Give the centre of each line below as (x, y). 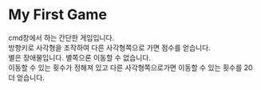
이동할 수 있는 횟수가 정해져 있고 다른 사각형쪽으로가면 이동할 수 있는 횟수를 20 (130, 67)
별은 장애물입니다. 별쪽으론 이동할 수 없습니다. (80, 57)
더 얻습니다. (27, 77)
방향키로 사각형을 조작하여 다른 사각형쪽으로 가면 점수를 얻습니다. (110, 47)
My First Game (58, 15)
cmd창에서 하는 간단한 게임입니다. (61, 37)
